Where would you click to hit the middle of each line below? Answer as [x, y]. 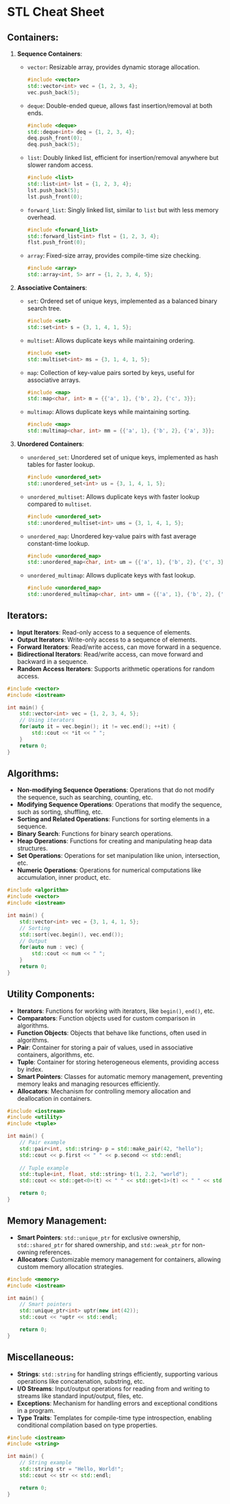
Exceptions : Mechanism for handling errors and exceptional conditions [117, 1403]
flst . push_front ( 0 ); [56, 242]
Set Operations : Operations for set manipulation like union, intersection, [118, 856]
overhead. [42, 217]
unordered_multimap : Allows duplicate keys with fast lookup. [112, 576]
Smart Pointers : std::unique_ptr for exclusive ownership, [99, 1238]
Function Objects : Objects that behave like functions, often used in [112, 1033]
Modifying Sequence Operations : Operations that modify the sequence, [119, 805]
